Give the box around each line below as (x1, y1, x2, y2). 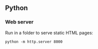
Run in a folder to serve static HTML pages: (5, 29, 94, 36)
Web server (5, 19, 33, 25)
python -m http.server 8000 (5, 39, 63, 44)
